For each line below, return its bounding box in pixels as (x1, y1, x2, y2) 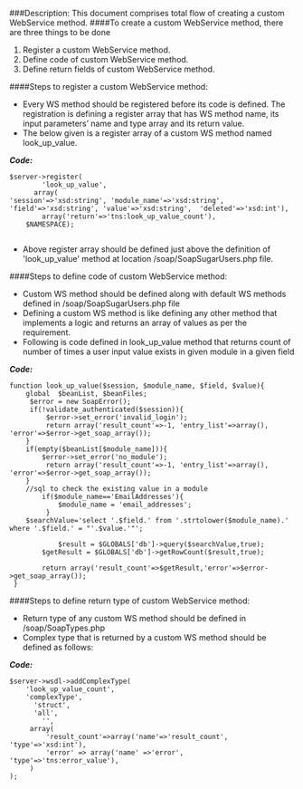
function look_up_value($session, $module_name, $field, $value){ (9, 381, 265, 390)
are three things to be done (9, 27, 111, 37)
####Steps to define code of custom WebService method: (9, 271, 228, 282)
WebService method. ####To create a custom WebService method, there (9, 17, 284, 28)
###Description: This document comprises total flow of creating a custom (9, 8, 285, 18)
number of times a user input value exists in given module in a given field (22, 346, 295, 357)
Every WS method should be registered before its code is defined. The (22, 99, 286, 110)
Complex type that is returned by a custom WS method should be (22, 632, 267, 642)
